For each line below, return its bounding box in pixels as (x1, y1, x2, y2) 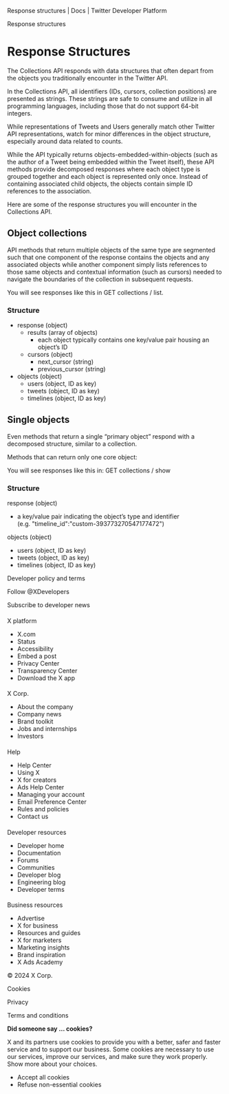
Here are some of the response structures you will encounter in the (7, 200, 197, 208)
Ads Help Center (17, 783, 65, 791)
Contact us (17, 812, 49, 820)
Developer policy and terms (7, 574, 86, 582)
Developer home (17, 841, 65, 849)
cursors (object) (27, 351, 74, 359)
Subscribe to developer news (7, 601, 91, 609)
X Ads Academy (17, 958, 63, 966)
